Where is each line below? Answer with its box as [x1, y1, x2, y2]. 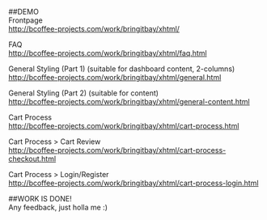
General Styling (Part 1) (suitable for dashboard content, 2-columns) [8, 64, 235, 74]
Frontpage [8, 15, 43, 25]
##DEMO [8, 7, 39, 16]
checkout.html [8, 154, 57, 163]
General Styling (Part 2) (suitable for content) [8, 88, 159, 98]
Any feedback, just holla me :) [8, 202, 108, 212]
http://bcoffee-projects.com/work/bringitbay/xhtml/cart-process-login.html [8, 178, 259, 188]
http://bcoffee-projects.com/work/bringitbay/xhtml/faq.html [8, 49, 208, 57]
